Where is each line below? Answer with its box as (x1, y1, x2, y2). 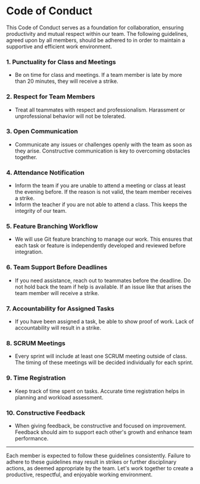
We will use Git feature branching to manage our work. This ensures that (14, 235, 193, 243)
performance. (14, 435, 49, 442)
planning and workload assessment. (14, 393, 104, 401)
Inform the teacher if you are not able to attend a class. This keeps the (14, 201, 187, 208)
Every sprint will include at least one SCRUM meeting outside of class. (14, 353, 187, 360)
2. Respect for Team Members (6, 92, 95, 101)
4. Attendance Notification (6, 168, 85, 176)
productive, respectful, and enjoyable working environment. (6, 471, 153, 478)
